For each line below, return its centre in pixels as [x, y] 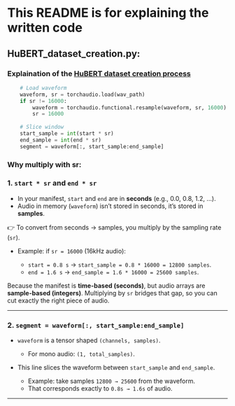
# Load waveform [44, 88]
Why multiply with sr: [44, 164]
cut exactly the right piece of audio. [58, 300]
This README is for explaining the [108, 13]
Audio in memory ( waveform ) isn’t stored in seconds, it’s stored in [110, 206]
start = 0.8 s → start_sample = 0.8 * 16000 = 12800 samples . [120, 265]
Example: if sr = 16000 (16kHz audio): [71, 251]
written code [45, 28]
